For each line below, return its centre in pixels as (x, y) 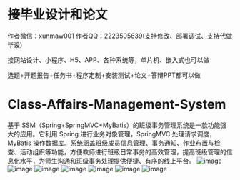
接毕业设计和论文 (58, 15)
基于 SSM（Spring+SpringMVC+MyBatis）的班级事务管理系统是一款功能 (114, 125)
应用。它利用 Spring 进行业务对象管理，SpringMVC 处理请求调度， (118, 134)
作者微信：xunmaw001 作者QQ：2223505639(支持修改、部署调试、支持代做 (120, 36)
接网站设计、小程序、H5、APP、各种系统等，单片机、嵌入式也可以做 (109, 60)
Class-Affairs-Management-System (117, 105)
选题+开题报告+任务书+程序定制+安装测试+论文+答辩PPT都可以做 (104, 75)
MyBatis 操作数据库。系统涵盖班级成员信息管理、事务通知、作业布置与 (111, 143)
